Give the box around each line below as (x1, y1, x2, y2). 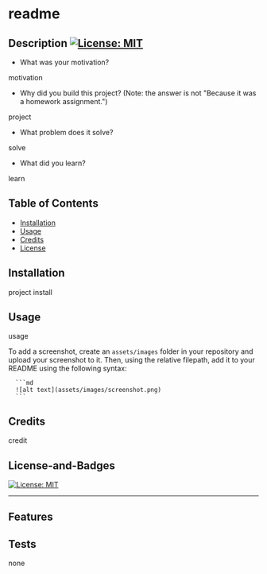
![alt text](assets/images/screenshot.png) (15, 386, 161, 394)
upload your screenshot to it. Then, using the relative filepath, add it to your (8, 355, 256, 365)
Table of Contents (8, 196, 99, 211)
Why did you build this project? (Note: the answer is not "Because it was (19, 88, 257, 98)
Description (8, 37, 68, 50)
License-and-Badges (8, 459, 115, 472)
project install (8, 287, 53, 297)
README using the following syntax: (8, 363, 127, 374)
